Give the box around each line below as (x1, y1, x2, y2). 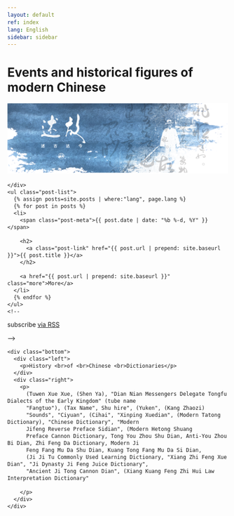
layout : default (7, 11, 55, 18)
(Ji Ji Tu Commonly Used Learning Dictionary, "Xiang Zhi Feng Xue (25, 454, 228, 461)
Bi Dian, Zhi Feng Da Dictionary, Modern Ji (7, 439, 139, 446)
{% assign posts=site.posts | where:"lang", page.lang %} (13, 195, 187, 203)
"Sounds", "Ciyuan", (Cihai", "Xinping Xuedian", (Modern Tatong (25, 411, 221, 418)
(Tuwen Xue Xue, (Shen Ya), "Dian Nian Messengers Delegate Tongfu (25, 390, 228, 397)
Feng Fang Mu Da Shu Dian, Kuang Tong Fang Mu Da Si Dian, (25, 446, 202, 454)
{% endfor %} (13, 293, 52, 301)
